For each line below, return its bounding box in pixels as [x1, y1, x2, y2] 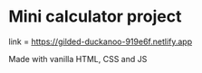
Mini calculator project [8, 6, 182, 27]
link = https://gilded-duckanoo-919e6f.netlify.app [8, 36, 192, 47]
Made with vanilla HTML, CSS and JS [8, 53, 148, 64]
